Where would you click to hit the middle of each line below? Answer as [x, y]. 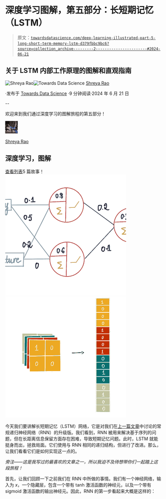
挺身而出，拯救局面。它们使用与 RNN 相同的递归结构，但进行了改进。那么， [83, 445]
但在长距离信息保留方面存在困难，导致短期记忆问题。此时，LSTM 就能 [86, 439]
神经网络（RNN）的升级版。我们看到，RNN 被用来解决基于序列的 [85, 432]
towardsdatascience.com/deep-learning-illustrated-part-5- [93, 38]
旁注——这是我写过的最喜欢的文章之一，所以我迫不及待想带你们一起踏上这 [82, 462]
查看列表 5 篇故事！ [25, 171]
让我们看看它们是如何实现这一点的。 [42, 451]
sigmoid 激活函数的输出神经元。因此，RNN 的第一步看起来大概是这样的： [80, 491]
